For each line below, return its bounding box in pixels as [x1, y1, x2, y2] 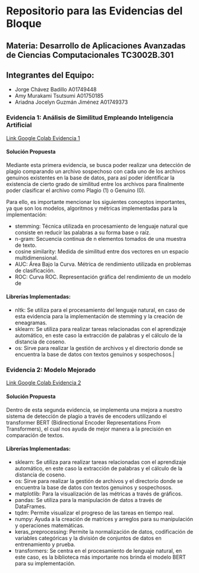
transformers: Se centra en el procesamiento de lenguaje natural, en [14, 547, 182, 554]
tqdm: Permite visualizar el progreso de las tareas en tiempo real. [14, 509, 175, 516]
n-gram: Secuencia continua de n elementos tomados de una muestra [14, 235, 187, 242]
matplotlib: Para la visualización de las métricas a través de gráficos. [14, 490, 183, 497]
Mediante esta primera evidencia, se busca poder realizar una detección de [6, 161, 191, 168]
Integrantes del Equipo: [6, 70, 94, 80]
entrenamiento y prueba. [14, 541, 75, 548]
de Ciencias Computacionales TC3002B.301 [6, 49, 174, 60]
